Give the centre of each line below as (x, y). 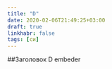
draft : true (25, 26)
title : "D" (23, 14)
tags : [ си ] (23, 40)
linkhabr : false (31, 33)
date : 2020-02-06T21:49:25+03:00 (56, 20)
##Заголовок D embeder (44, 59)
